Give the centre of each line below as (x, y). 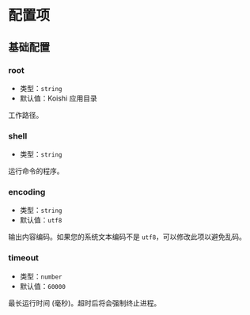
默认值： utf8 (41, 220)
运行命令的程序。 (36, 171)
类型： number (41, 276)
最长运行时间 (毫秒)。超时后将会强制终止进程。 (85, 303)
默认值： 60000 (42, 286)
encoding (27, 192)
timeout (24, 258)
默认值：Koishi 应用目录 (58, 98)
